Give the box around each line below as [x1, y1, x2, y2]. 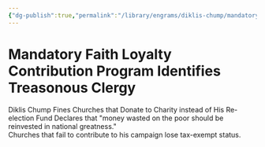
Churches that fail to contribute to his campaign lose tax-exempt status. [8, 130, 241, 139]
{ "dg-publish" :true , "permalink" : [8, 11, 118, 20]
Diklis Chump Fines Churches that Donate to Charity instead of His [8, 105, 225, 114]
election [8, 113, 35, 123]
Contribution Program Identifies [8, 62, 221, 79]
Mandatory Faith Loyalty [8, 45, 172, 63]
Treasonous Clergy [8, 79, 136, 97]
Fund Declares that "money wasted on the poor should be [35, 113, 224, 123]
